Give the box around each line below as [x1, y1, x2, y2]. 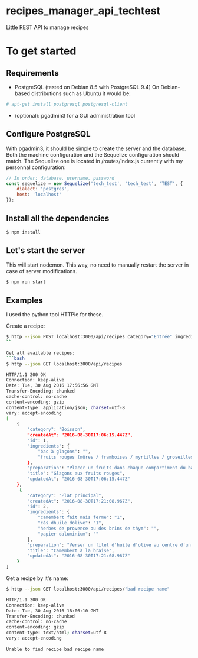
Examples [6, 295, 43, 305]
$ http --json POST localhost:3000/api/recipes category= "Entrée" [6, 334, 173, 340]
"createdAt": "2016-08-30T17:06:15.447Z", [27, 432, 133, 438]
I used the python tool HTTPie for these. [6, 311, 104, 318]
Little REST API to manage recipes [6, 24, 89, 31]
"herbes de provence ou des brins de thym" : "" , [37, 526, 160, 531]
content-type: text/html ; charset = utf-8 [6, 630, 107, 636]
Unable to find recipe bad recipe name [6, 646, 104, 652]
